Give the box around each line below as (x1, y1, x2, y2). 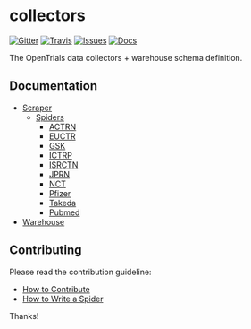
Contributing (9, 243, 82, 258)
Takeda (48, 197, 77, 208)
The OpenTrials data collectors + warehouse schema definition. (9, 52, 243, 63)
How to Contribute (21, 283, 91, 294)
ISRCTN (48, 159, 79, 170)
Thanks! (9, 310, 39, 321)
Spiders (35, 111, 64, 122)
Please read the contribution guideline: (9, 266, 152, 277)
